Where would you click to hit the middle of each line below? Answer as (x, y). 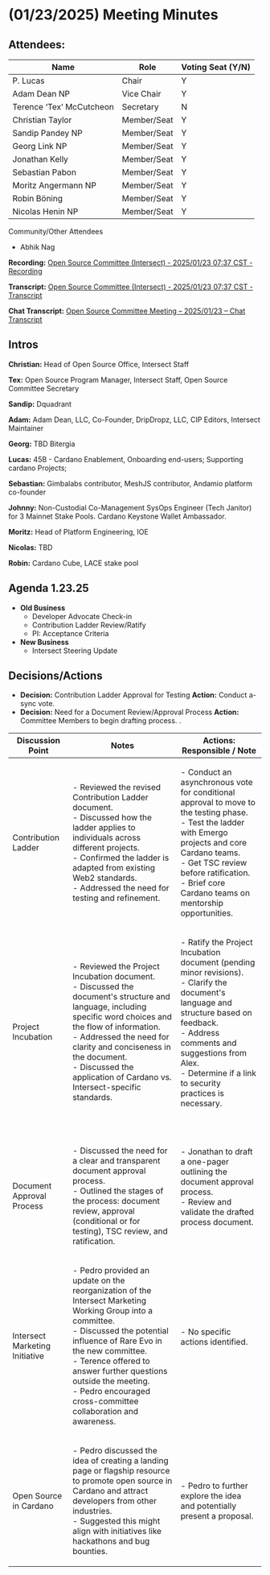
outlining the (204, 1172)
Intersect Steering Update (75, 651)
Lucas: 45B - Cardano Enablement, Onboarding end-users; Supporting (126, 459)
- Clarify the (204, 982)
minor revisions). (212, 973)
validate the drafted (217, 1212)
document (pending (218, 962)
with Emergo (204, 833)
